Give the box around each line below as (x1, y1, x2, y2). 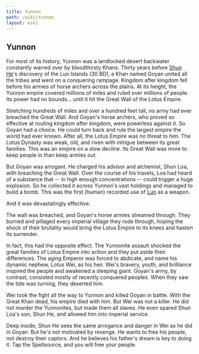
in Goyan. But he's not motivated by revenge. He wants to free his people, (6, 328, 187, 336)
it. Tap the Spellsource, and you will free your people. (6, 341, 137, 349)
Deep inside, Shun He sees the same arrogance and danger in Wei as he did (6, 322, 193, 330)
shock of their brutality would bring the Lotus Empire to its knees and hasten (6, 224, 193, 231)
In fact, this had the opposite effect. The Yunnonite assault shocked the (6, 242, 181, 249)
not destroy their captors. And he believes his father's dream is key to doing (6, 335, 192, 342)
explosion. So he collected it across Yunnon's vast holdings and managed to (6, 182, 193, 190)
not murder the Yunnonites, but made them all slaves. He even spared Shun (6, 305, 191, 312)
